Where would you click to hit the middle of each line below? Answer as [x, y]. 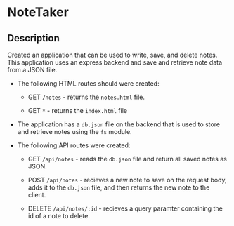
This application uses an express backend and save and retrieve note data [115, 62]
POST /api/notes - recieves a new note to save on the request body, [127, 180]
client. [37, 195]
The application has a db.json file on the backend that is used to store [118, 124]
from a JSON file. [32, 70]
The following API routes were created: [74, 145]
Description [33, 38]
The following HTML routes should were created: [88, 84]
